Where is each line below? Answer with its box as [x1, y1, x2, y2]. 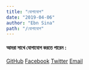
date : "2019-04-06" [6, 14, 55, 20]
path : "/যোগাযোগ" [6, 25, 44, 32]
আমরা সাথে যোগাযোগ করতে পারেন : [6, 44, 67, 51]
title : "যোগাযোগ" [6, 8, 44, 15]
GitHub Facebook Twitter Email [6, 57, 83, 65]
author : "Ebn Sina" [6, 20, 55, 26]
